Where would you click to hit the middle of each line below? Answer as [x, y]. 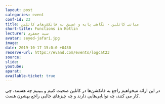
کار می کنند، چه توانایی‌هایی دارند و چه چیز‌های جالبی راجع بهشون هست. [73, 96]
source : [13, 57]
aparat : [13, 72]
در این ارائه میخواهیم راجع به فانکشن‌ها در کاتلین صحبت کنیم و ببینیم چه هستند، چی [83, 90]
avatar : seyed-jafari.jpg [32, 39]
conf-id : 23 [18, 19]
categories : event [25, 15]
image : [12, 43]
